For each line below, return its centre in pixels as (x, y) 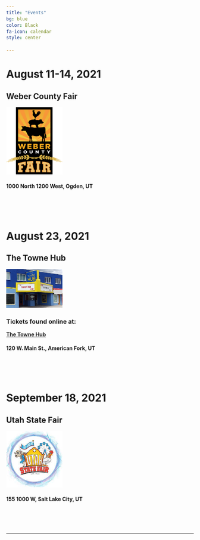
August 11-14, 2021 (54, 74)
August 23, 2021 (48, 236)
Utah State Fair (34, 420)
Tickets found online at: (41, 321)
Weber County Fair (42, 96)
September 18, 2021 (56, 398)
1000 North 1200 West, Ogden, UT (50, 186)
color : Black (22, 25)
